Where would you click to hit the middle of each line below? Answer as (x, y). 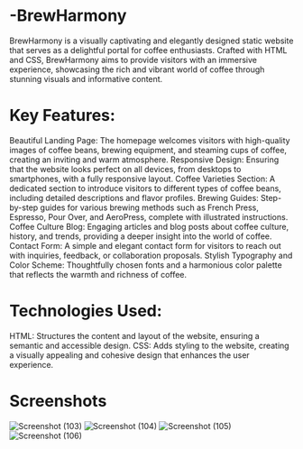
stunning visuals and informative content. (86, 78)
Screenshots (58, 401)
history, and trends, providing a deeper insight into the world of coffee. (141, 236)
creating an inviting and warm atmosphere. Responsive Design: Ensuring (144, 160)
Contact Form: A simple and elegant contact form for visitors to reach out (145, 245)
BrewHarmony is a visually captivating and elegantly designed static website (151, 41)
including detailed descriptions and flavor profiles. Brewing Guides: (134, 197)
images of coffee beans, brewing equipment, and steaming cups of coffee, (148, 150)
